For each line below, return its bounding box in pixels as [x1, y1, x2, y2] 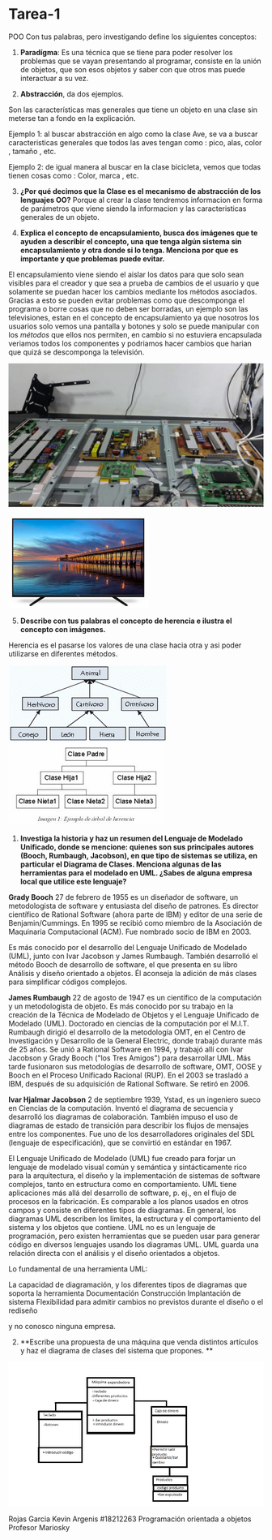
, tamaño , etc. [8, 146, 57, 156]
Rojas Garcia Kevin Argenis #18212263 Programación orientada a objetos [8, 1514, 253, 1524]
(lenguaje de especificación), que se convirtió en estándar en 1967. [8, 1138, 232, 1148]
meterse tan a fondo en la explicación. [8, 113, 136, 123]
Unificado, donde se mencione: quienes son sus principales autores [19, 842, 254, 852]
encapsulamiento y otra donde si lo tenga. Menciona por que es [19, 245, 239, 255]
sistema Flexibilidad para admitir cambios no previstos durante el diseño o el [8, 1297, 264, 1307]
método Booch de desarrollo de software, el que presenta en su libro [8, 960, 238, 970]
